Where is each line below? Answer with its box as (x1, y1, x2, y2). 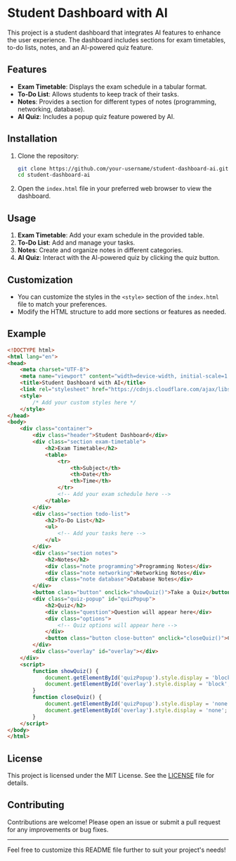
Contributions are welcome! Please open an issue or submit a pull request (7, 817, 221, 826)
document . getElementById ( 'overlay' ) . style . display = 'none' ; (44, 707, 228, 714)
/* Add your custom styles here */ (32, 399, 137, 406)
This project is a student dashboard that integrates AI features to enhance (7, 28, 221, 37)
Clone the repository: (17, 151, 79, 160)
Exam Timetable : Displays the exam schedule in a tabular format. (17, 82, 207, 91)
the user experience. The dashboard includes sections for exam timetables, (7, 35, 226, 44)
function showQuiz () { (32, 667, 99, 674)
